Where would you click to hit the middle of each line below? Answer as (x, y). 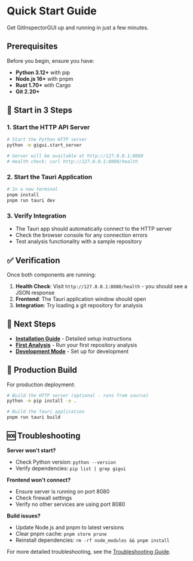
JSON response (35, 292)
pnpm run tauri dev (31, 200)
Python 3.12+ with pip (43, 72)
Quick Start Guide (52, 11)
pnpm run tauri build (34, 417)
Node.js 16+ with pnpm (44, 78)
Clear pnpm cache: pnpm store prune (61, 533)
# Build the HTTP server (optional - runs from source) (78, 395)
